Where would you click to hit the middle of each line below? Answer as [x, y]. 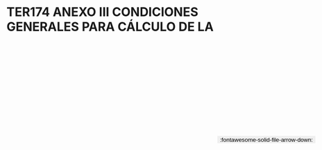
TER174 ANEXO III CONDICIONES [102, 12]
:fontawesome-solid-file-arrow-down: [266, 140]
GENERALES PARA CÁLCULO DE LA [110, 27]
